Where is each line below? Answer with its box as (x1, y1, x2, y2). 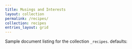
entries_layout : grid (5, 25, 49, 30)
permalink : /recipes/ (5, 16, 49, 21)
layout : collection (5, 12, 44, 16)
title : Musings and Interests (5, 7, 66, 12)
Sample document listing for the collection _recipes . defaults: (5, 38, 128, 44)
